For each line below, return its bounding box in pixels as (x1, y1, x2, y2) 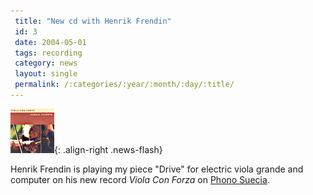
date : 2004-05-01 (14, 37, 87, 47)
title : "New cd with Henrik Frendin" (14, 16, 172, 26)
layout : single (14, 69, 78, 79)
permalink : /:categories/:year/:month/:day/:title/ (14, 80, 235, 90)
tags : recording (14, 48, 83, 58)
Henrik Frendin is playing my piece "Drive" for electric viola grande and (10, 163, 304, 175)
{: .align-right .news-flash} (54, 143, 163, 155)
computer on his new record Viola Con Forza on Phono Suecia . (10, 173, 270, 185)
